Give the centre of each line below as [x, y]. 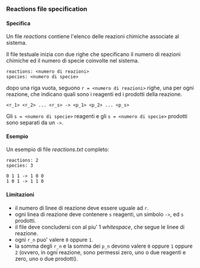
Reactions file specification [47, 9]
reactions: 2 [22, 161]
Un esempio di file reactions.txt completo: [58, 150]
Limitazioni [20, 194]
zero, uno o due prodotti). [46, 258]
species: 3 [20, 166]
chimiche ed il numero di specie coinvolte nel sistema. [73, 61]
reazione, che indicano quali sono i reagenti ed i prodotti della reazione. [94, 94]
